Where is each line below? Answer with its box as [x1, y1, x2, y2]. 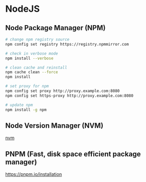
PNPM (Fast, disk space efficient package [5, 149, 141, 158]
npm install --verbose [5, 56, 54, 61]
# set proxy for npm [5, 84, 50, 89]
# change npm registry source [5, 37, 70, 42]
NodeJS [5, 3, 40, 15]
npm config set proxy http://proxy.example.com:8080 [5, 88, 120, 94]
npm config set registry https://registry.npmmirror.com [5, 41, 129, 47]
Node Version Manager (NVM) [5, 121, 104, 130]
